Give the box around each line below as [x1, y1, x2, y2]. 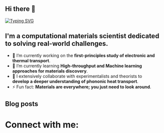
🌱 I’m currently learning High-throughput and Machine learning [12, 63, 142, 69]
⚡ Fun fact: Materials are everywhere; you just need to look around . [12, 84, 152, 90]
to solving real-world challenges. [5, 39, 109, 48]
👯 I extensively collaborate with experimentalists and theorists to [12, 73, 142, 79]
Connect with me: [5, 119, 79, 131]
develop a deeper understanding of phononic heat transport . [12, 78, 139, 84]
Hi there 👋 [5, 5, 36, 13]
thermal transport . [12, 57, 50, 63]
